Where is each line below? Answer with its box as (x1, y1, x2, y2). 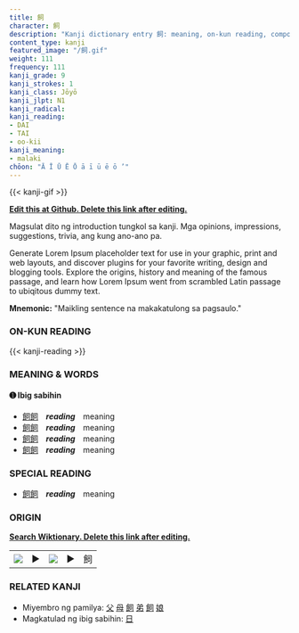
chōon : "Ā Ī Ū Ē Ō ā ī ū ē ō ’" (9, 162, 129, 171)
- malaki (9, 153, 42, 163)
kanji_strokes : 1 (9, 79, 74, 88)
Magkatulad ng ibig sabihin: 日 (21, 612, 133, 624)
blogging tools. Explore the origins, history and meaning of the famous (9, 267, 268, 277)
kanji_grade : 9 (9, 71, 66, 80)
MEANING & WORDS (9, 367, 100, 380)
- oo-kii (9, 137, 42, 146)
